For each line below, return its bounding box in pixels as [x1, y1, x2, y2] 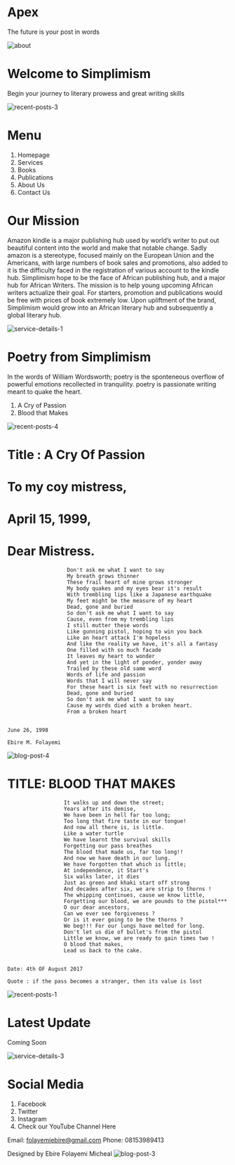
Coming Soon [7, 1038, 47, 1047]
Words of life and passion [67, 672, 146, 679]
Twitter [17, 1107, 39, 1116]
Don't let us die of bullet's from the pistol [63, 928, 202, 936]
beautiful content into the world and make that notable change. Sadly [7, 244, 207, 252]
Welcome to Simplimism [7, 66, 151, 82]
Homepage [17, 151, 51, 159]
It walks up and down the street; [63, 800, 165, 807]
